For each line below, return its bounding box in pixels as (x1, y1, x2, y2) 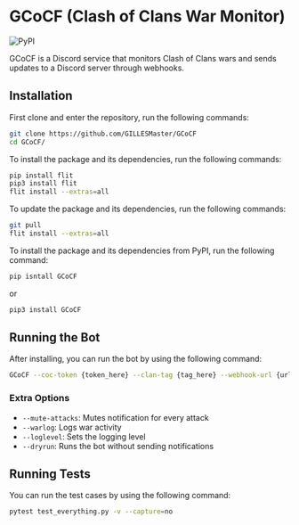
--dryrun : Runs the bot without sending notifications (21, 440, 214, 451)
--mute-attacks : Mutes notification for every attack (21, 412, 209, 422)
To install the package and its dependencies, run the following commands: (9, 153, 282, 164)
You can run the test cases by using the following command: (9, 490, 231, 501)
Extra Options (9, 392, 70, 405)
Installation (9, 88, 73, 103)
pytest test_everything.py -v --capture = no (9, 507, 174, 516)
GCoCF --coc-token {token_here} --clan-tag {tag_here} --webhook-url (9, 371, 273, 380)
